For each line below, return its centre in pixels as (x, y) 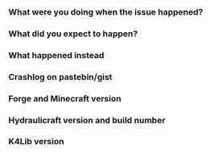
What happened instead (56, 55)
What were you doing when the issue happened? (106, 12)
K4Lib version (36, 142)
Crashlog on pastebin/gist (60, 76)
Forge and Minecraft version (65, 98)
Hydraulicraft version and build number (87, 120)
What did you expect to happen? (73, 33)
